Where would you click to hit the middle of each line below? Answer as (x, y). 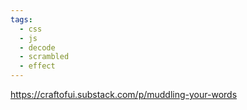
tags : (21, 19)
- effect (37, 66)
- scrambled (44, 57)
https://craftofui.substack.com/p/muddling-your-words (124, 94)
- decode (37, 47)
